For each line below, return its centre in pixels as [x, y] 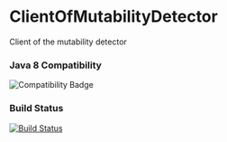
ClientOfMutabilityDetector [113, 17]
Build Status [36, 109]
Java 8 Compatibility [55, 65]
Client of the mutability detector [68, 42]
